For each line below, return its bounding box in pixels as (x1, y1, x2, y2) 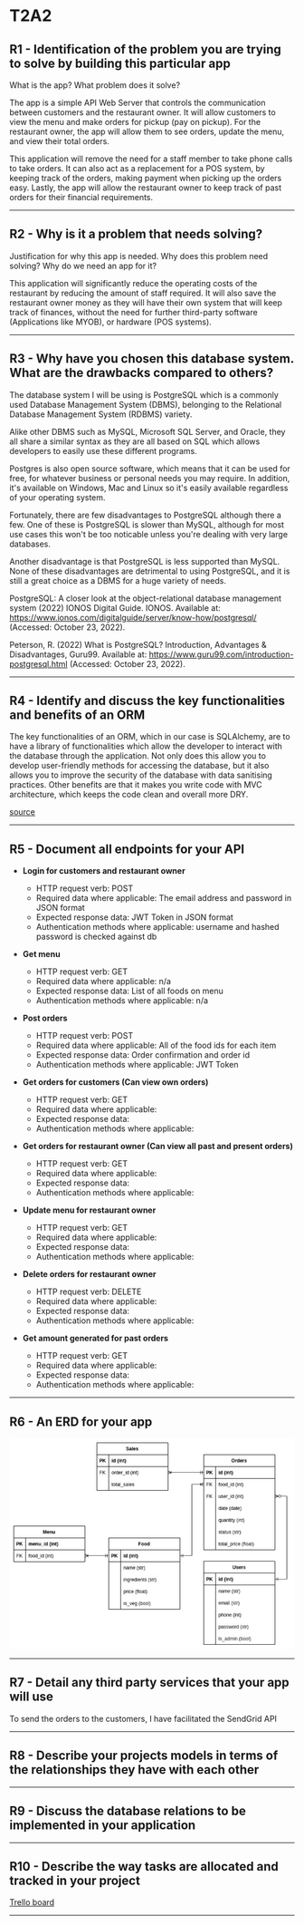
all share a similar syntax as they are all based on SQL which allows (9, 436, 261, 447)
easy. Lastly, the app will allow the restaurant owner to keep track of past (9, 182, 282, 193)
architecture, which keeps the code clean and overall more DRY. (9, 789, 249, 800)
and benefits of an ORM (9, 708, 146, 723)
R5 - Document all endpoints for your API (9, 841, 245, 856)
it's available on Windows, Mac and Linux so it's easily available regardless (9, 482, 289, 493)
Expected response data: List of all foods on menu (35, 985, 224, 997)
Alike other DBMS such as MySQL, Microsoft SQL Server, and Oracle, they (9, 426, 286, 437)
